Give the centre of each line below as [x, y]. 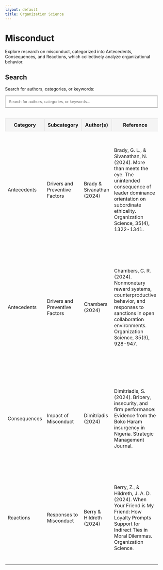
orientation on [130, 199]
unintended [127, 181]
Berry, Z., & [127, 487]
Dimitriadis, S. [130, 391]
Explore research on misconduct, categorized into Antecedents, [69, 52]
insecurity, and [131, 404]
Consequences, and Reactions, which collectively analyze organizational [78, 57]
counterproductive [135, 295]
